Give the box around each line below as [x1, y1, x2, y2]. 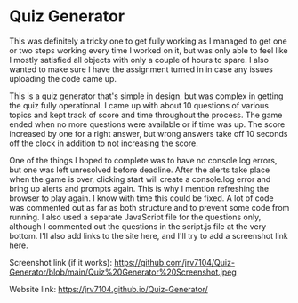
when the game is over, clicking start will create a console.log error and [9, 173, 271, 184]
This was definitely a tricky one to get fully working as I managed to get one [9, 36, 287, 46]
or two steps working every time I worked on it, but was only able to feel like [9, 44, 288, 55]
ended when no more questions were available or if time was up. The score [9, 118, 286, 130]
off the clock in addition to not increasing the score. [9, 138, 198, 148]
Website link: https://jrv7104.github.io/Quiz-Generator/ [9, 283, 209, 294]
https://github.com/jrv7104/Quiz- [114, 257, 236, 267]
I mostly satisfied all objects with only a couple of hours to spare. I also [9, 54, 270, 65]
